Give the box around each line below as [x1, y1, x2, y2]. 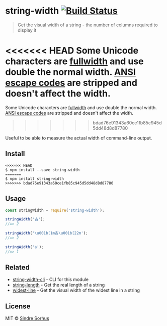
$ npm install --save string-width [5, 167, 80, 172]
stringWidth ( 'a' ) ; [5, 244, 44, 250]
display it [17, 27, 37, 33]
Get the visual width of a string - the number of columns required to [17, 22, 158, 28]
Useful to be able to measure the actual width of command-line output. [5, 134, 152, 141]
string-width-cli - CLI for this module [12, 276, 89, 283]
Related [5, 263, 30, 272]
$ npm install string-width [5, 176, 64, 181]
